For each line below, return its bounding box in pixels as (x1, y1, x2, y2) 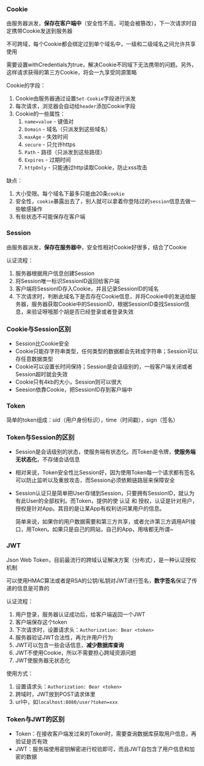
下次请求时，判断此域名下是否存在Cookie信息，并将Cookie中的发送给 (15, 292, 191, 300)
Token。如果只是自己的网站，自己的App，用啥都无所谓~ (31, 525, 174, 533)
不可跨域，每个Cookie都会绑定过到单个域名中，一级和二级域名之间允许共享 (6, 41, 196, 48)
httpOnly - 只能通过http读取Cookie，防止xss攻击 (24, 164, 148, 171)
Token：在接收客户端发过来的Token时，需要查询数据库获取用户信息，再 (15, 730, 197, 738)
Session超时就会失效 (15, 370, 68, 377)
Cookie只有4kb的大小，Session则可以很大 (15, 378, 123, 385)
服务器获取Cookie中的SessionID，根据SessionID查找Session (31, 300, 184, 308)
